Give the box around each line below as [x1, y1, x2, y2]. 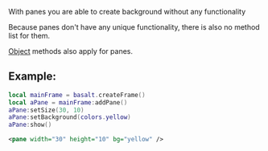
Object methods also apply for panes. [8, 47, 133, 55]
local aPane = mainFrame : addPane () [8, 98, 128, 107]
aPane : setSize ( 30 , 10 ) [8, 106, 85, 114]
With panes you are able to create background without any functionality [8, 7, 246, 16]
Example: [8, 70, 56, 84]
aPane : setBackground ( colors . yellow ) [8, 113, 131, 121]
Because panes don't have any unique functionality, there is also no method [8, 22, 260, 31]
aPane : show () [8, 120, 52, 129]
